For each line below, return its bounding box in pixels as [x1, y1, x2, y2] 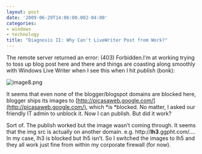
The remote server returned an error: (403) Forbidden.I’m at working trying [6, 54, 195, 61]
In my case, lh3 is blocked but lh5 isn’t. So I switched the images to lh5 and [6, 135, 195, 142]
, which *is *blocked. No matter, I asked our [85, 103, 195, 110]
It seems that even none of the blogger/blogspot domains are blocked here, [6, 91, 197, 97]
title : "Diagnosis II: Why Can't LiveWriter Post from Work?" [6, 37, 168, 43]
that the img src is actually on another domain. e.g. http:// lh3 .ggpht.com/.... [6, 128, 196, 135]
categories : [6, 20, 37, 26]
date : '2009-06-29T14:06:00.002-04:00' [6, 15, 108, 21]
